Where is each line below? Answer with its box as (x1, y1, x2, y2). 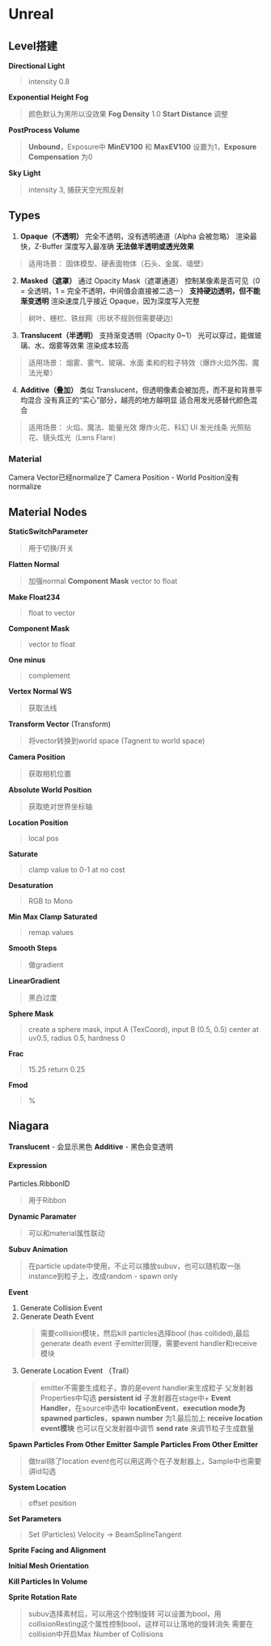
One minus (8, 654, 46, 664)
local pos (28, 833, 59, 843)
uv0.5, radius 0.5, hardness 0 (28, 1033, 125, 1043)
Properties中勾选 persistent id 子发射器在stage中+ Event (40, 1393, 231, 1403)
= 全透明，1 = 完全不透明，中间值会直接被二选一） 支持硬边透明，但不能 (19, 286, 260, 295)
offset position (28, 1498, 77, 1508)
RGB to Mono (28, 895, 73, 906)
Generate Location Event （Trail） (19, 1365, 133, 1375)
